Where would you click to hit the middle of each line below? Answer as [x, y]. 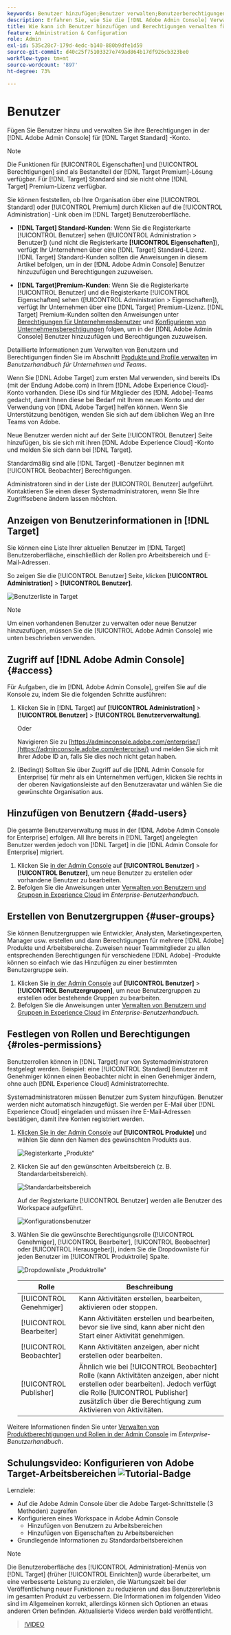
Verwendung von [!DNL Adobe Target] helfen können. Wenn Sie [98, 407]
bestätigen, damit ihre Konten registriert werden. [76, 1119]
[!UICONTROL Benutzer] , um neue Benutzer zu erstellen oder [105, 873]
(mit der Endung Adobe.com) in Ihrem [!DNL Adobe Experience [96, 385]
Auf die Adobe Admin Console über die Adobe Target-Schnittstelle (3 [115, 1504]
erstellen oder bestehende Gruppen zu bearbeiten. [89, 998]
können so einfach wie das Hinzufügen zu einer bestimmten [92, 962]
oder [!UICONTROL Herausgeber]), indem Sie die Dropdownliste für [113, 1249]
